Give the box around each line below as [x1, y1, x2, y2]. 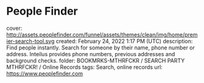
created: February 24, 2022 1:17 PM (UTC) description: [55, 37, 193, 45]
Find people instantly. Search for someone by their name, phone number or [6, 44, 195, 51]
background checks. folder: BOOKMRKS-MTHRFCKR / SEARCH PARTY [6, 57, 185, 64]
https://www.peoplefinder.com [6, 70, 83, 77]
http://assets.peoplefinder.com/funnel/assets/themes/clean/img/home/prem [6, 31, 198, 38]
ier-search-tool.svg [6, 37, 55, 45]
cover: [6, 24, 23, 32]
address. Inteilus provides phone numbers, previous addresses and [6, 50, 175, 57]
